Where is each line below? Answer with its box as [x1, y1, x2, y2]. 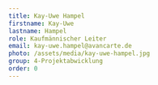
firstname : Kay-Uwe [8, 19, 75, 28]
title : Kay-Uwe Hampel [8, 11, 85, 20]
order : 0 [8, 65, 38, 73]
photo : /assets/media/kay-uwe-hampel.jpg [8, 49, 151, 57]
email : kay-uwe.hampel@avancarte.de [8, 42, 132, 50]
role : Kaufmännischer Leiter [8, 34, 107, 43]
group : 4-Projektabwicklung [8, 57, 104, 66]
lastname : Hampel [8, 27, 67, 35]
